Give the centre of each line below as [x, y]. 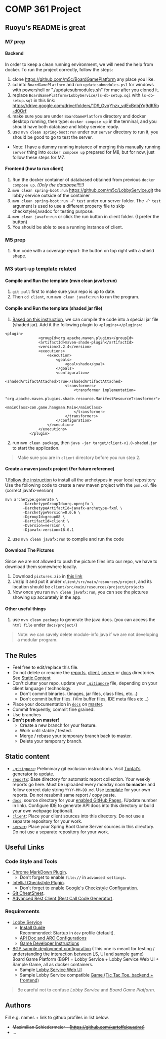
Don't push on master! [36, 720]
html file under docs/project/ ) [45, 625]
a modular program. [37, 640]
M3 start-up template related [41, 269]
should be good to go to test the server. [52, 137]
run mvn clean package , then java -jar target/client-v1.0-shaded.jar [84, 443]
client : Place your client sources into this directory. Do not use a [78, 816]
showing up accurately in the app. [47, 597]
